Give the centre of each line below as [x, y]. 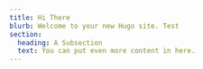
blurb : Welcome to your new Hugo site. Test [94, 26]
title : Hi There [40, 17]
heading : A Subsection [60, 43]
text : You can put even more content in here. [106, 51]
